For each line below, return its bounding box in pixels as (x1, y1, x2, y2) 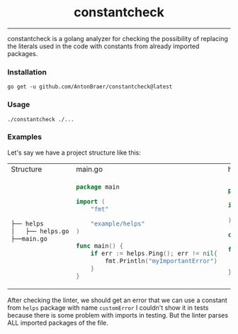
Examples (7, 132, 42, 142)
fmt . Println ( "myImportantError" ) (105, 257, 218, 265)
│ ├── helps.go (11, 228, 69, 235)
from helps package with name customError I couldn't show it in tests (7, 303, 209, 312)
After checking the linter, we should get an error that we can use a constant (7, 296, 228, 304)
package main (75, 182, 120, 191)
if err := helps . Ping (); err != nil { (90, 249, 218, 257)
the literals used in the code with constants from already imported (7, 42, 200, 50)
